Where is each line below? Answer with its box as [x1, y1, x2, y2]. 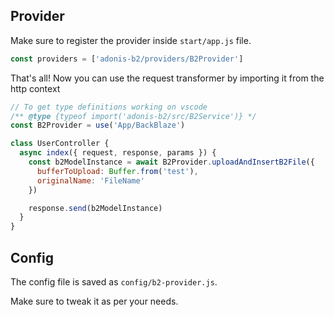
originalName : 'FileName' [36, 175, 145, 186]
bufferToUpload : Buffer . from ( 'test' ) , [36, 166, 199, 176]
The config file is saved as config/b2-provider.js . [10, 276, 218, 288]
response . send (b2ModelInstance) [28, 203, 163, 213]
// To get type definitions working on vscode [10, 102, 208, 112]
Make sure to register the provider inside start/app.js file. [10, 34, 252, 46]
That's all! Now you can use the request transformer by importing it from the [10, 72, 325, 84]
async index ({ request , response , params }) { [19, 148, 217, 158]
